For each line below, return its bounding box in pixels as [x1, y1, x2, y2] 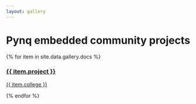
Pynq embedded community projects [6, 33, 191, 47]
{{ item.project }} [6, 68, 56, 76]
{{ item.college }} [6, 81, 48, 88]
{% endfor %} [6, 92, 40, 99]
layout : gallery [6, 8, 46, 15]
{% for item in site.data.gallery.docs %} [6, 53, 101, 60]
